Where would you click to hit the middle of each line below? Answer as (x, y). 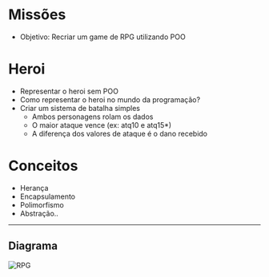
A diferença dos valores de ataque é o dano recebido (120, 133)
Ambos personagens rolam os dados (92, 117)
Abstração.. (39, 213)
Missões (37, 15)
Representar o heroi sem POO (69, 91)
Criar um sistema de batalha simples (80, 108)
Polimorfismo (42, 204)
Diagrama (33, 246)
